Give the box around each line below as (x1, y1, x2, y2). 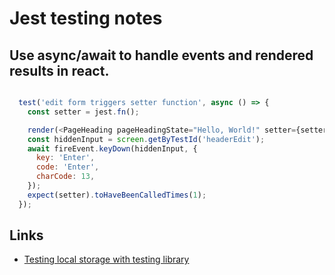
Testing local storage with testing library (23, 253, 190, 266)
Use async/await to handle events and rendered (9, 47, 314, 64)
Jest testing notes (9, 7, 163, 30)
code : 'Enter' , (35, 162, 100, 172)
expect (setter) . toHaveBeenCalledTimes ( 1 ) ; (27, 190, 207, 200)
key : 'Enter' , (35, 153, 96, 163)
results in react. (9, 62, 110, 79)
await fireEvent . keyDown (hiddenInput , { (27, 143, 198, 154)
